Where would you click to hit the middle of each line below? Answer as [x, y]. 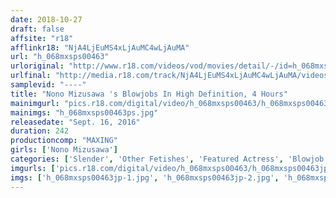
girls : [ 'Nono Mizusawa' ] [64, 150]
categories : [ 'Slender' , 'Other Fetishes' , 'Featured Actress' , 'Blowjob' [169, 159]
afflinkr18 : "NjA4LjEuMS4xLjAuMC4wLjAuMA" [100, 47]
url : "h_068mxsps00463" [60, 57]
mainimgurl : [35, 103]
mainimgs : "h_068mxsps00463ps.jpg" [84, 112]
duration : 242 [40, 131]
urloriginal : [37, 66]
